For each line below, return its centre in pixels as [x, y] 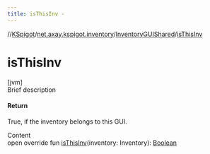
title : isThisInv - [36, 14]
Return [18, 106]
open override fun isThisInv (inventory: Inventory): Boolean [92, 143]
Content [19, 135]
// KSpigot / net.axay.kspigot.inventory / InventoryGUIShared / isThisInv [105, 34]
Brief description [32, 90]
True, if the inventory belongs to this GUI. [67, 122]
